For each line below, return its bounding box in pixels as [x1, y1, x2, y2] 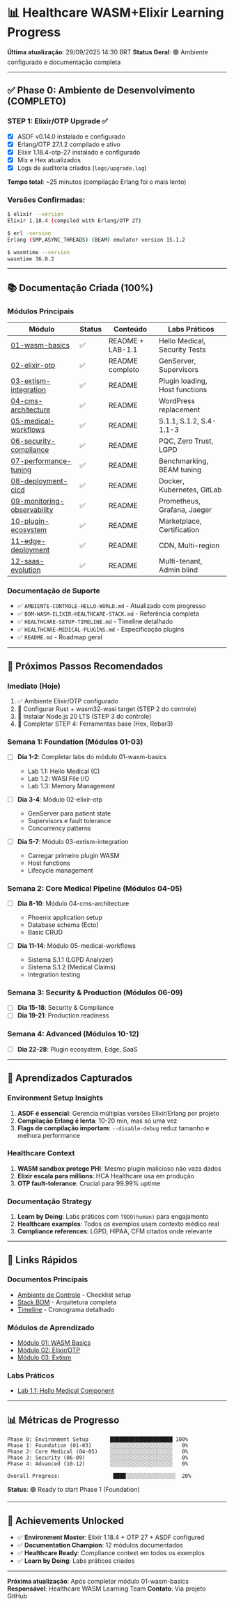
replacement [159, 405, 201, 414]
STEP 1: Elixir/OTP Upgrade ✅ [7, 116, 109, 126]
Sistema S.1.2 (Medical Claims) [27, 963, 116, 972]
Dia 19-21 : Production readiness [17, 1011, 109, 1020]
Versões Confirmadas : [7, 195, 86, 205]
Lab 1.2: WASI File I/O [27, 774, 90, 783]
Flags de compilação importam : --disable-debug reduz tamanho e [17, 1123, 210, 1132]
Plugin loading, [159, 376, 208, 386]
